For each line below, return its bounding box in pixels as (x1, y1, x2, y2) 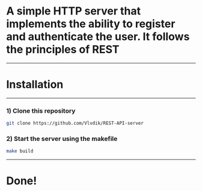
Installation (6, 78, 64, 92)
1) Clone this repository (6, 107, 76, 115)
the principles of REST (6, 43, 120, 57)
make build (6, 148, 34, 154)
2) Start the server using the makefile (6, 134, 118, 143)
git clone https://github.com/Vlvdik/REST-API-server (6, 121, 144, 127)
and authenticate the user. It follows (6, 30, 190, 43)
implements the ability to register (6, 17, 176, 31)
